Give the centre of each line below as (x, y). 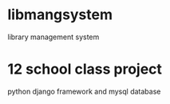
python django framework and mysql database (84, 91)
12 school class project (85, 69)
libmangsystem (60, 15)
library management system (53, 37)
